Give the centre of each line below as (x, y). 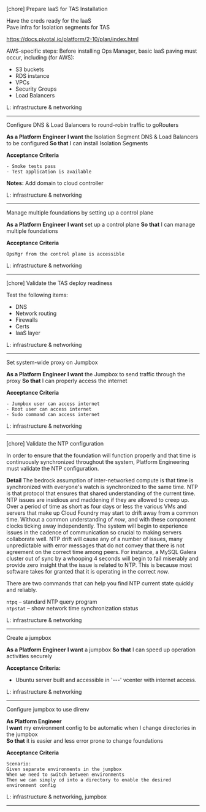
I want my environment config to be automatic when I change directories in (101, 728)
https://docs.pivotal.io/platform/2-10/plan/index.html (73, 39)
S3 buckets (29, 69)
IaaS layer (28, 333)
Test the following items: (37, 295)
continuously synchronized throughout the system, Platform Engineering (98, 462)
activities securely (29, 656)
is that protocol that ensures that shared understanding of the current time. (101, 493)
